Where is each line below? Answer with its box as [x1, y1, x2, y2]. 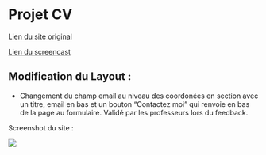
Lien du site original [8, 32, 73, 41]
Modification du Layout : [8, 70, 132, 84]
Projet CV [8, 6, 73, 24]
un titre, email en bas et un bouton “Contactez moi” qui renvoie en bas [19, 99, 250, 108]
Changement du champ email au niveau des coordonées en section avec [19, 91, 259, 100]
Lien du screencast [8, 47, 71, 56]
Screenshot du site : [8, 123, 74, 132]
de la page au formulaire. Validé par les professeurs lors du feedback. [19, 108, 249, 117]
